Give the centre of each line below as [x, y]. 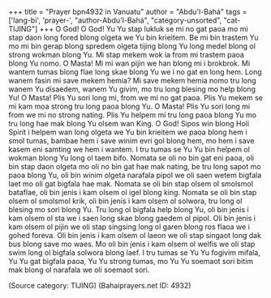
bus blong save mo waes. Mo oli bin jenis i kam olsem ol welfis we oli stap [132, 244]
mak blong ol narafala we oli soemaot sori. [79, 270]
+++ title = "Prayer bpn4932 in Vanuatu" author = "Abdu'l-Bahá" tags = [128, 12]
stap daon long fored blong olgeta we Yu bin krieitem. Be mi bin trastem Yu [133, 37]
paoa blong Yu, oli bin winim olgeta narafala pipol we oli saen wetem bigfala [135, 175]
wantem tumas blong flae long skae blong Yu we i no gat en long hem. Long [135, 72]
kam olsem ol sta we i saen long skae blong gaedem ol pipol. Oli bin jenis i [132, 218]
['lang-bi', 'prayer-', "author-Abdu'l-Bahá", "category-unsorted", [115, 20]
